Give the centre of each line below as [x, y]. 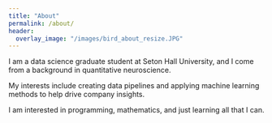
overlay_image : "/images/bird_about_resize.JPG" [99, 38]
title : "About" [34, 16]
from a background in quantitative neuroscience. [90, 70]
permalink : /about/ [41, 23]
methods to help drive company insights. [77, 95]
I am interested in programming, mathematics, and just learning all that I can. [136, 110]
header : [22, 31]
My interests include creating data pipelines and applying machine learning [134, 86]
